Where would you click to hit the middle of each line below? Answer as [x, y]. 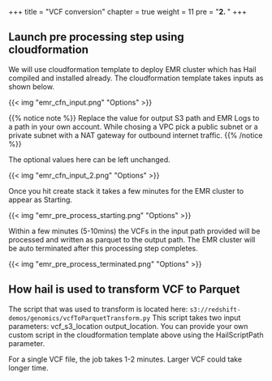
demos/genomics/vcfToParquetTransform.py [80, 318]
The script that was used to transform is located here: [98, 309]
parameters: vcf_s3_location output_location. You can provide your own [128, 326]
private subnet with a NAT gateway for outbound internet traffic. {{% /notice [136, 135]
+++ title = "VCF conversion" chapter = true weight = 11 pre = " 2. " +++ [128, 12]
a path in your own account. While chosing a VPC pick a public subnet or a [133, 126]
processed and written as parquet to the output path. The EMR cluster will [132, 239]
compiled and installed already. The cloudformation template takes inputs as [136, 78]
